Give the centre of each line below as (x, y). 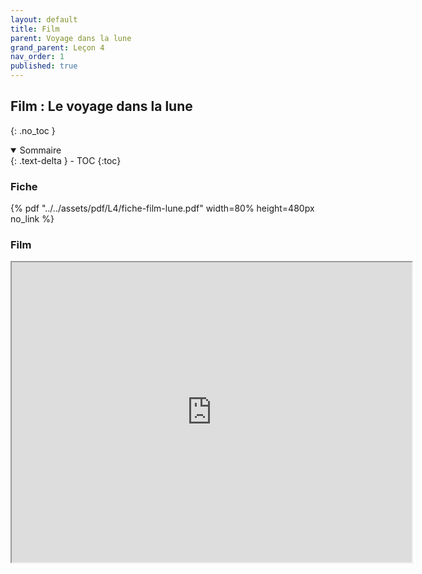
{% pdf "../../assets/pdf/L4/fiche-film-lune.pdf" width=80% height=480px (162, 208)
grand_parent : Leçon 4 (57, 47)
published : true (44, 66)
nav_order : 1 (37, 57)
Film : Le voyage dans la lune (101, 106)
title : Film (35, 29)
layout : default (44, 19)
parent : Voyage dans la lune (71, 38)
